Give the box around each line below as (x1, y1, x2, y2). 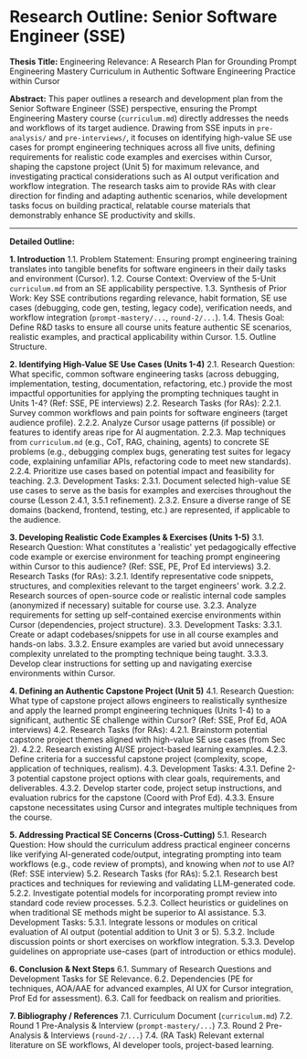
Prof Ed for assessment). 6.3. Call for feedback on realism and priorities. (9, 992, 281, 1003)
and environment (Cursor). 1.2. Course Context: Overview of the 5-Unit (9, 272, 276, 284)
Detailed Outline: (9, 236, 75, 247)
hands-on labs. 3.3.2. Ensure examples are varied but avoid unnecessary (9, 638, 285, 650)
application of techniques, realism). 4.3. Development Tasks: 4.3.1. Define (9, 763, 285, 774)
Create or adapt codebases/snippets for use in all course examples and (9, 629, 279, 640)
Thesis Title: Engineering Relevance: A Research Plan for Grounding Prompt (9, 56, 297, 67)
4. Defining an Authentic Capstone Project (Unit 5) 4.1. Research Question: (9, 685, 294, 696)
